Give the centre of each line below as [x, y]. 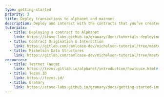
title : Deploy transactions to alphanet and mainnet [60, 19]
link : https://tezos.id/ [39, 78]
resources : [16, 60]
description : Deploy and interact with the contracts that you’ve [74, 23]
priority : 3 [17, 14]
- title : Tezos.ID [28, 73]
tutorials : [16, 28]
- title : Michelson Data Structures [47, 50]
